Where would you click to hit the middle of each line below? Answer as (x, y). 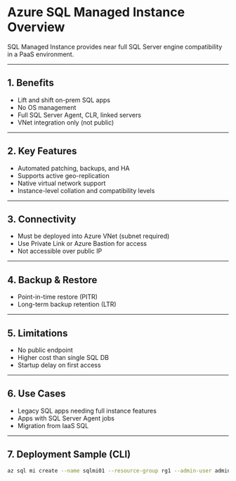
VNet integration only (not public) (66, 122)
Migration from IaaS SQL (53, 425)
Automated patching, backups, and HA (73, 168)
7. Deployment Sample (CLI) (69, 455)
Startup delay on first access (59, 365)
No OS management (47, 107)
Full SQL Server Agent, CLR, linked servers (79, 115)
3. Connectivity (42, 219)
